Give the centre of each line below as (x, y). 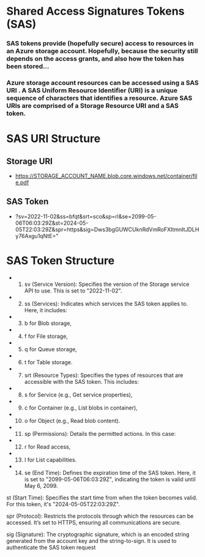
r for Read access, (47, 447)
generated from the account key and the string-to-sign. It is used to (91, 540)
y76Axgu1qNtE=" (37, 236)
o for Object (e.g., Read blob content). (72, 421)
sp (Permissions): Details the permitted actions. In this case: (100, 433)
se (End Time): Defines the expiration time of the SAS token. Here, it (110, 473)
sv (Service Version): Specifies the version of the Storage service (107, 284)
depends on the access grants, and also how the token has (95, 59)
